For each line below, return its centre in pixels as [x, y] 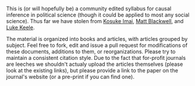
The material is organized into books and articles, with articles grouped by [97, 39]
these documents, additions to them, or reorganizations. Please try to [91, 52]
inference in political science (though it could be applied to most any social [98, 15]
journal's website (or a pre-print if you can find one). [70, 77]
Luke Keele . [21, 27]
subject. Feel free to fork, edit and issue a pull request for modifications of [97, 45]
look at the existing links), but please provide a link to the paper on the [92, 70]
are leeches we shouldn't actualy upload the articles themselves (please [95, 64]
